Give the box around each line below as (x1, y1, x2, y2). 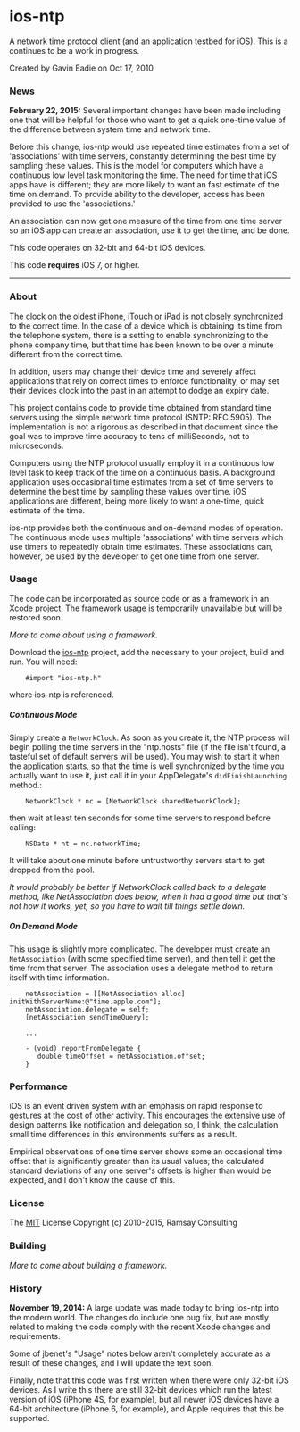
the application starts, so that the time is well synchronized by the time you (9, 761, 285, 771)
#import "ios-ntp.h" (25, 673, 102, 682)
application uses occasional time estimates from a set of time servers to (9, 476, 274, 487)
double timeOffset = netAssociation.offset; (37, 1052, 205, 1061)
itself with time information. (9, 971, 110, 983)
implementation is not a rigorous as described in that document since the (9, 421, 279, 432)
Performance (9, 1080, 69, 1093)
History (9, 1282, 43, 1295)
